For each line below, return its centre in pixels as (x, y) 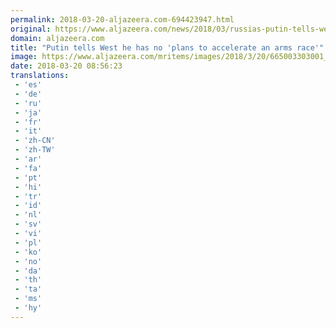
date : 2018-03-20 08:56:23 (66, 66)
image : (24, 57)
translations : (40, 76)
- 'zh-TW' (35, 150)
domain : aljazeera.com (57, 38)
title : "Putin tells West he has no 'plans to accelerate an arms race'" (167, 47)
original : (31, 29)
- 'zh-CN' (35, 141)
